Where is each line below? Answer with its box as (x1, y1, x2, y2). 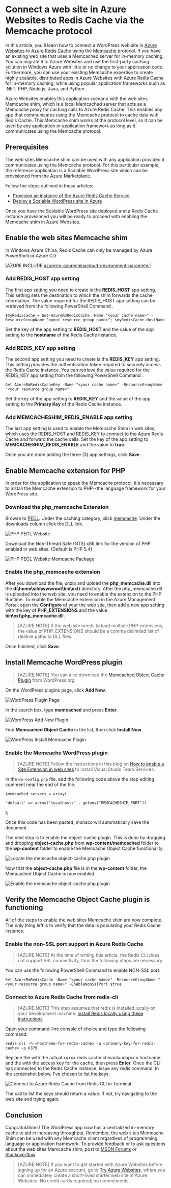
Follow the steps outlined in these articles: (5, 182, 94, 188)
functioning (5, 903, 43, 912)
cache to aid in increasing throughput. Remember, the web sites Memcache (5, 1130, 164, 1136)
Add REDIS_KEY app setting (5, 344, 75, 351)
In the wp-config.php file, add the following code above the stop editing (5, 776, 154, 782)
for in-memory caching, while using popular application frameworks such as (5, 80, 165, 86)
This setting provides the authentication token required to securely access (5, 362, 161, 368)
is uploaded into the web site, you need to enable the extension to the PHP (5, 591, 162, 597)
